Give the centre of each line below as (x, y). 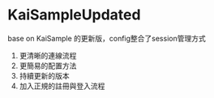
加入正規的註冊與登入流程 (62, 86)
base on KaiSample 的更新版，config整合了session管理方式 (107, 38)
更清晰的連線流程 (48, 55)
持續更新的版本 (44, 75)
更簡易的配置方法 (48, 66)
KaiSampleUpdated (74, 15)
